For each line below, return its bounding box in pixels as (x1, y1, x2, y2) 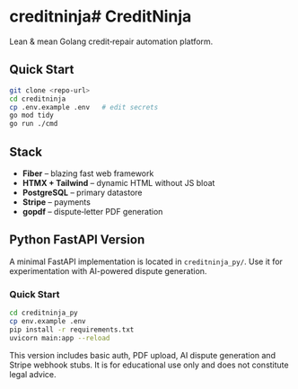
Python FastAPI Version (9, 232, 145, 248)
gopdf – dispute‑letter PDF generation (22, 206, 163, 217)
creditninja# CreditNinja (9, 6, 192, 27)
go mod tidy (9, 111, 54, 120)
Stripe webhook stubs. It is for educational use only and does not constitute (9, 359, 289, 370)
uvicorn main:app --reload (9, 333, 110, 342)
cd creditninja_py (9, 308, 78, 318)
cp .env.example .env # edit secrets (9, 102, 159, 111)
